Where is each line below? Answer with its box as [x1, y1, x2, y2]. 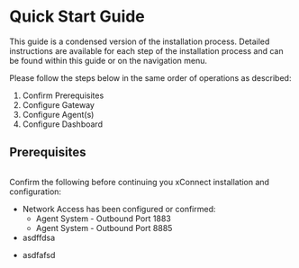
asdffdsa [22, 232, 56, 243]
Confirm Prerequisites [22, 90, 104, 101]
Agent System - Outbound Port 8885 [35, 222, 173, 233]
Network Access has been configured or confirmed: [22, 203, 216, 214]
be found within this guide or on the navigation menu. [9, 55, 208, 66]
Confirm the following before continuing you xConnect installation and [9, 176, 270, 187]
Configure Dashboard [22, 119, 104, 130]
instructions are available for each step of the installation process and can [9, 45, 284, 56]
